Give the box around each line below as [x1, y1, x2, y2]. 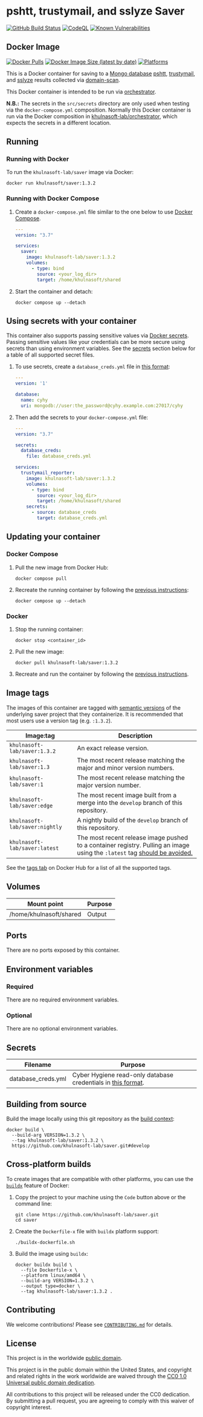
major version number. [77, 781, 141, 789]
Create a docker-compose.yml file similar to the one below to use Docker [14, 208, 193, 215]
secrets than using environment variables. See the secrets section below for [6, 345, 196, 352]
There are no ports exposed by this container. [6, 946, 120, 954]
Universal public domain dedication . [6, 1379, 95, 1387]
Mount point [27, 900, 63, 908]
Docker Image [6, 42, 60, 52]
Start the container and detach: [14, 288, 93, 295]
